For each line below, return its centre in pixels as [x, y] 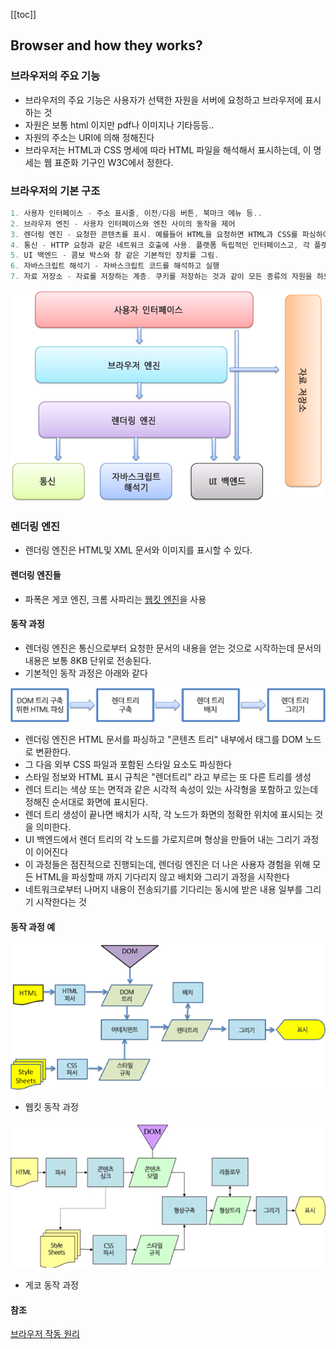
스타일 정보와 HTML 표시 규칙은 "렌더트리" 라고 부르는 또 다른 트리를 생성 [168, 777]
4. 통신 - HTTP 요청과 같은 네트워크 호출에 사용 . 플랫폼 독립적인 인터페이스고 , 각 [160, 245]
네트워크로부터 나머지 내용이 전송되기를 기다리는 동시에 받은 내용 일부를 [163, 890]
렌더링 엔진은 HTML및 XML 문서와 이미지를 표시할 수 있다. [138, 550]
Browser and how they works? [106, 45]
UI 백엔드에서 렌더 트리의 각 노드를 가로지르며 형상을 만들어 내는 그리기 [162, 840]
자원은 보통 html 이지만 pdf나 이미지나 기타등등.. [119, 125]
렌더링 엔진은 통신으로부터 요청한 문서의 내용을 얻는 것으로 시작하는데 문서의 [173, 648]
